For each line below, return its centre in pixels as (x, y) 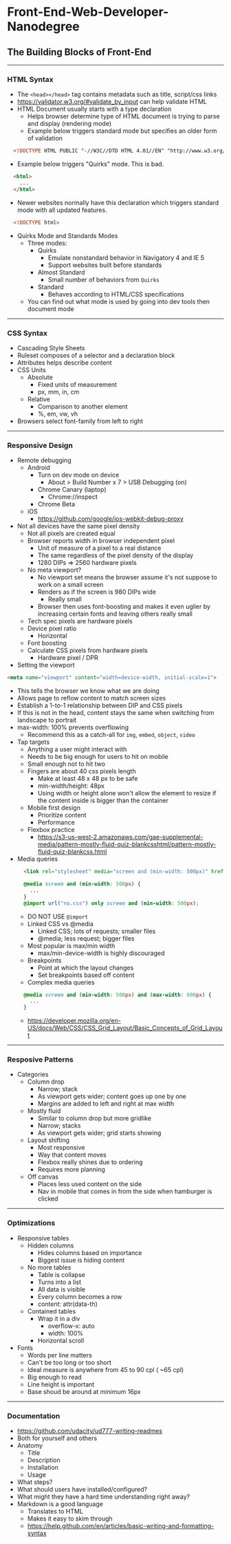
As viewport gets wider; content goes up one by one (112, 1096)
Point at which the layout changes (86, 967)
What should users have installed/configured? (82, 1490)
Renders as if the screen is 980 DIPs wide (97, 592)
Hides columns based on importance (90, 1252)
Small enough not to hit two (66, 764)
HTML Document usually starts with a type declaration (94, 109)
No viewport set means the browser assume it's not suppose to (128, 577)
